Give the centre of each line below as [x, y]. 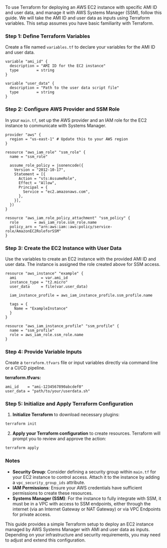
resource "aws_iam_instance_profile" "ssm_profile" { [62, 326]
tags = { [19, 304]
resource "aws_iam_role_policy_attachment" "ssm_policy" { [68, 218]
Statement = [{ [30, 174]
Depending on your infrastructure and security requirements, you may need [83, 534]
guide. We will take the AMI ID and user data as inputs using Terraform [78, 18]
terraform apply [22, 448]
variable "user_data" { [30, 84]
